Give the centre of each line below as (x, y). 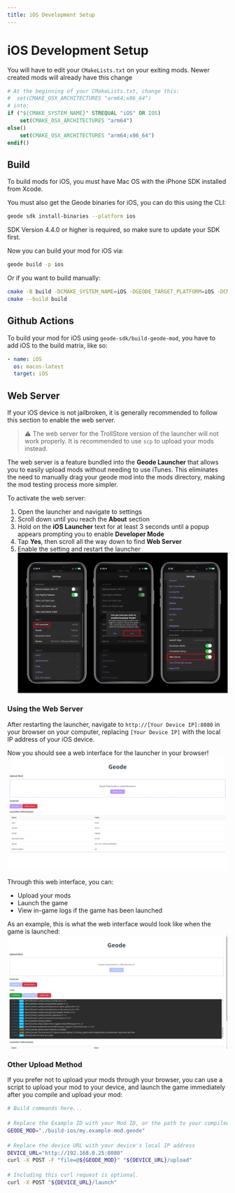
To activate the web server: (47, 498)
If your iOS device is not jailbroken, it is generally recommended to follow (113, 413)
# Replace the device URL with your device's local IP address (101, 1145)
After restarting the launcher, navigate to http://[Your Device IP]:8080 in (114, 724)
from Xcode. (25, 189)
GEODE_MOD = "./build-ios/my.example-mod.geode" (76, 1131)
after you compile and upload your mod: (65, 1095)
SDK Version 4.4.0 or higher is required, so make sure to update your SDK (114, 230)
